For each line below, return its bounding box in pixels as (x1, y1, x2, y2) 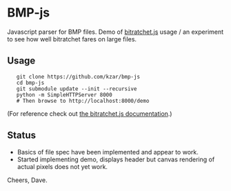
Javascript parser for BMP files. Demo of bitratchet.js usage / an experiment (7, 28, 224, 36)
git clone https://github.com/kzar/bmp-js (16, 73, 140, 80)
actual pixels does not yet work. (17, 162, 108, 170)
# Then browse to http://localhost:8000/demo (16, 97, 150, 104)
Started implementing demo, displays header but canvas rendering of (17, 155, 215, 163)
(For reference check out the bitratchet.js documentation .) (7, 109, 172, 118)
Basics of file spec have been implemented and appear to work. (17, 148, 199, 156)
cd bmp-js (16, 79, 45, 86)
